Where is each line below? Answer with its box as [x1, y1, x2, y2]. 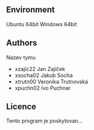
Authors [6, 38, 37, 48]
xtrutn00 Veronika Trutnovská [14, 78, 88, 85]
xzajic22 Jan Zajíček [14, 65, 65, 72]
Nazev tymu [6, 54, 36, 61]
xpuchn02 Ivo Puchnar [14, 84, 71, 91]
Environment [6, 5, 55, 15]
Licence [6, 101, 37, 112]
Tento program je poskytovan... [6, 117, 83, 125]
